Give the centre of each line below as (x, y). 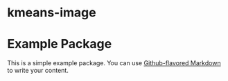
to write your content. (38, 71)
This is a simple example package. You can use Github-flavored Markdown (114, 63)
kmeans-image (52, 13)
